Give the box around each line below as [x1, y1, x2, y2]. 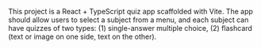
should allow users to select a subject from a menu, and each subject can [8, 15, 249, 24]
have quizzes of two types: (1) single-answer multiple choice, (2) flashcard [8, 24, 252, 32]
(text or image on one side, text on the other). [8, 32, 157, 41]
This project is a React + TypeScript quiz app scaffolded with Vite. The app [8, 7, 254, 16]
